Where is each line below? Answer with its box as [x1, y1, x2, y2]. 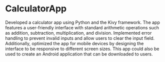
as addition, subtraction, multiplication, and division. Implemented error [5, 30, 152, 36]
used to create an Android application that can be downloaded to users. [5, 51, 153, 57]
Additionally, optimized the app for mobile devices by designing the [5, 40, 144, 46]
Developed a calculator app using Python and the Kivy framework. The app [5, 19, 160, 25]
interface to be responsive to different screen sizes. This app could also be [5, 46, 159, 52]
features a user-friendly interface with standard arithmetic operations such [5, 24, 159, 30]
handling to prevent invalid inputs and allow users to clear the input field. [5, 35, 155, 41]
